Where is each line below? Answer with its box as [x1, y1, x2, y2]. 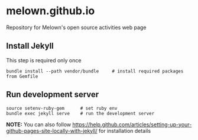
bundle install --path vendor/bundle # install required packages [6, 68, 184, 74]
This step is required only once [6, 56, 82, 63]
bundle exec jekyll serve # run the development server [6, 110, 155, 116]
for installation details [98, 127, 151, 134]
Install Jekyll [6, 41, 54, 51]
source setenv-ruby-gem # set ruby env [6, 105, 118, 111]
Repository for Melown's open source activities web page [6, 24, 147, 31]
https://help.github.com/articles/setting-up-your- [72, 120, 192, 128]
